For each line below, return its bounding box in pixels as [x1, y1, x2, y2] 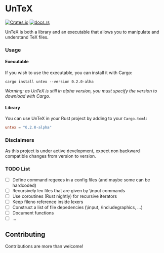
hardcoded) [12, 182, 37, 188]
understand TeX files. [5, 34, 48, 40]
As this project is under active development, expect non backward [5, 148, 140, 154]
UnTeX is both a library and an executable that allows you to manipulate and [5, 29, 160, 35]
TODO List [5, 166, 31, 172]
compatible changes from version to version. [5, 153, 96, 159]
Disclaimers [5, 137, 35, 144]
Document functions [12, 210, 54, 216]
